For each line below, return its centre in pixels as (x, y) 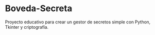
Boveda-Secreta (39, 9)
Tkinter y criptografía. (27, 27)
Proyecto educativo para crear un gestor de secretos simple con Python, (78, 22)
